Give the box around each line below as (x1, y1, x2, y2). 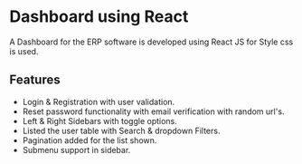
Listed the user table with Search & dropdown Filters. (22, 125, 221, 136)
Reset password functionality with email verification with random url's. (22, 106, 285, 117)
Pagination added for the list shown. (22, 134, 157, 146)
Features (9, 72, 61, 88)
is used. (9, 45, 39, 56)
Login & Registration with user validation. (22, 96, 175, 107)
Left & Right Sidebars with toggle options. (22, 115, 178, 126)
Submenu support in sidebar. (22, 144, 131, 155)
